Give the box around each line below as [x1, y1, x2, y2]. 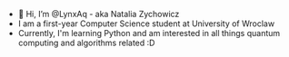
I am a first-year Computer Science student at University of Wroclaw [17, 18, 275, 29]
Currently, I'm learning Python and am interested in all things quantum [17, 28, 281, 38]
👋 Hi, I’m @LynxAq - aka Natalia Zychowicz [17, 9, 180, 19]
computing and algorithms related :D [17, 37, 155, 48]
